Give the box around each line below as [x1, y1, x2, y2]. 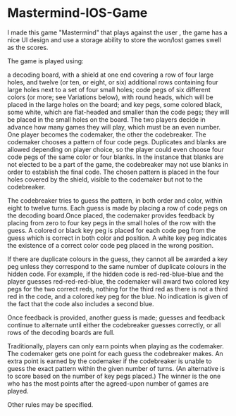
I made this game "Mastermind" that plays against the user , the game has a [7, 28, 228, 37]
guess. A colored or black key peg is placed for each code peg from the [7, 226, 216, 234]
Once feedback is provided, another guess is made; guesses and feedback [7, 313, 225, 322]
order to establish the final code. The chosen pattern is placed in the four [7, 168, 220, 176]
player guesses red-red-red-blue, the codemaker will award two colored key [7, 277, 230, 286]
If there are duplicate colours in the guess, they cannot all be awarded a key [7, 255, 228, 263]
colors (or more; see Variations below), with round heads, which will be [7, 93, 213, 101]
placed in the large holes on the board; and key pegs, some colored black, [7, 100, 223, 108]
